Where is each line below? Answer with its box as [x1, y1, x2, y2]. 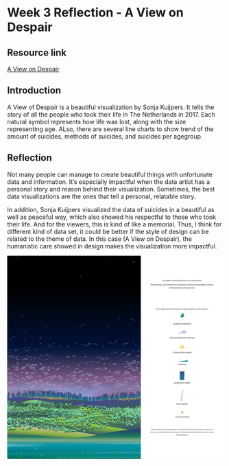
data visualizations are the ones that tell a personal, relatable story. [7, 192, 196, 200]
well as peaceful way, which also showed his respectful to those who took [7, 213, 217, 221]
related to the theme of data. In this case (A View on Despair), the [7, 235, 192, 243]
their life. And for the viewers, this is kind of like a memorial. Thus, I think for [7, 220, 222, 228]
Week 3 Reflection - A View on [7, 5, 184, 21]
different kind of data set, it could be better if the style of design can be [7, 227, 209, 235]
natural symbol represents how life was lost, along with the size [7, 117, 186, 126]
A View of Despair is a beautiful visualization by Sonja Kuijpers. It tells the [7, 103, 215, 111]
